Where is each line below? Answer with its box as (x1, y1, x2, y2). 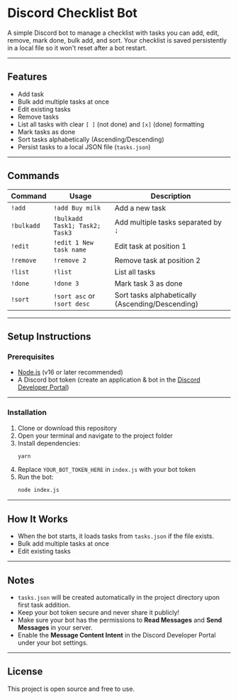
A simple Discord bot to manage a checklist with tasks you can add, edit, (7, 28, 220, 37)
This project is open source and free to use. (7, 684, 135, 693)
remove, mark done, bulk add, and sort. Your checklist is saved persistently (7, 36, 227, 44)
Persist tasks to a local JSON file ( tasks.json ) (17, 142, 151, 151)
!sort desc (53, 300, 91, 308)
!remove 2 (53, 256, 86, 264)
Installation (7, 407, 47, 417)
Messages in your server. (17, 623, 93, 632)
